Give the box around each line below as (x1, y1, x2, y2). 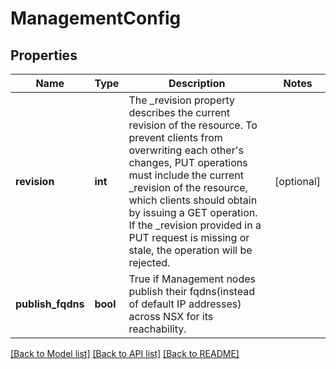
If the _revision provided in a (128, 218, 262, 232)
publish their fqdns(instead (128, 285, 255, 298)
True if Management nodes (128, 272, 256, 286)
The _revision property (128, 93, 236, 107)
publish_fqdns (15, 297, 85, 311)
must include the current (128, 168, 245, 182)
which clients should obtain (128, 193, 258, 207)
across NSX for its (128, 310, 214, 323)
